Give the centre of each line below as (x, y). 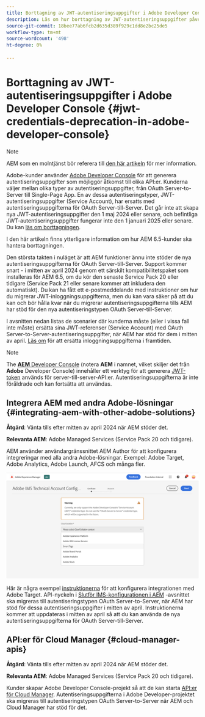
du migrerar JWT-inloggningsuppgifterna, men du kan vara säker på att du (100, 296)
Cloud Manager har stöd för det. (47, 707)
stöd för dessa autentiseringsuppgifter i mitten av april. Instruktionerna (95, 608)
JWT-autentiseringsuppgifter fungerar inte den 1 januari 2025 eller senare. (100, 221)
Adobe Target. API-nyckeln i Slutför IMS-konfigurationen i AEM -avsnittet (98, 594)
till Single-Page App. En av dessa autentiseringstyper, (92, 194)
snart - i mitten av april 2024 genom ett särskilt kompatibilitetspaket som (98, 270)
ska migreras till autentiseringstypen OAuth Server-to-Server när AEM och (100, 700)
